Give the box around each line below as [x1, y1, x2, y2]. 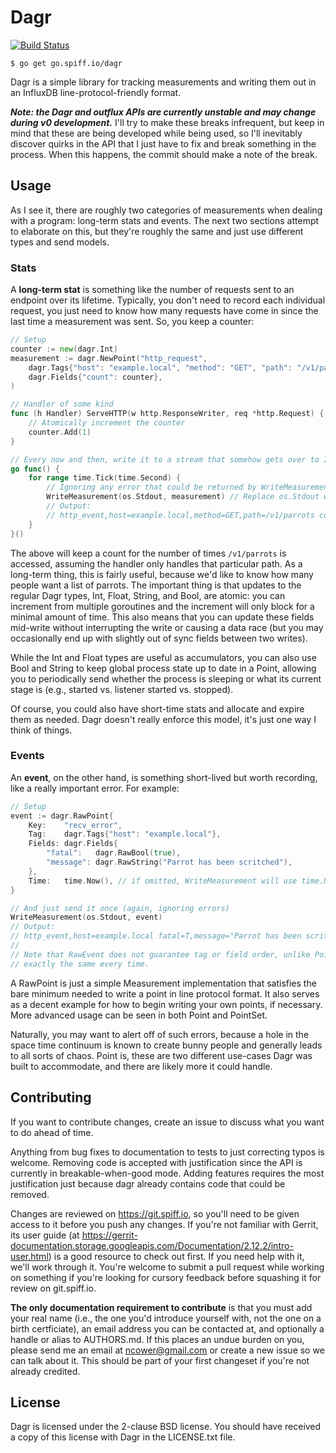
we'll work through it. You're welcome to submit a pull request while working [10, 1261, 325, 1273]
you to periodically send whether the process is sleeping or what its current [10, 672, 322, 685]
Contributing [10, 1089, 92, 1106]
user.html [10, 1250, 49, 1262]
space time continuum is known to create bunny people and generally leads [10, 1039, 323, 1051]
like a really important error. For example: [10, 782, 180, 794]
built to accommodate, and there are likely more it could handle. [10, 1060, 273, 1072]
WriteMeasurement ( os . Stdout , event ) [10, 912, 163, 923]
